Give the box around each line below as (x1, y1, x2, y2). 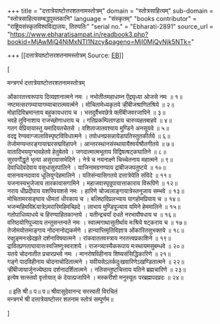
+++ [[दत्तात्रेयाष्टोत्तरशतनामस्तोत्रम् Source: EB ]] (7, 51, 124, 59)
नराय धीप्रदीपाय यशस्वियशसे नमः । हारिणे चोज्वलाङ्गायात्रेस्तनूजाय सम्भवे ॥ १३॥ (7, 187, 184, 195)
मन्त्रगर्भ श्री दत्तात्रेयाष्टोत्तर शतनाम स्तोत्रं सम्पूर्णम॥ (7, 295, 114, 303)
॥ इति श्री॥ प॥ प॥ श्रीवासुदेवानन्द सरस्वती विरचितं (7, 287, 118, 295)
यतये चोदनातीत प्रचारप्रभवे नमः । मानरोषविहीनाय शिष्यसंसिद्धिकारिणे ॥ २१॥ (7, 250, 171, 258)
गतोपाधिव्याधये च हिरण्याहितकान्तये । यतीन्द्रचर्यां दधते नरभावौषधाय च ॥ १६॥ (7, 210, 176, 219)
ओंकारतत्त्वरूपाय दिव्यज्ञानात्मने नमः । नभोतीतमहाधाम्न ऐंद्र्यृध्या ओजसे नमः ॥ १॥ (7, 93, 183, 101)
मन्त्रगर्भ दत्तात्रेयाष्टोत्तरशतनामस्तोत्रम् (7, 79, 85, 87)
